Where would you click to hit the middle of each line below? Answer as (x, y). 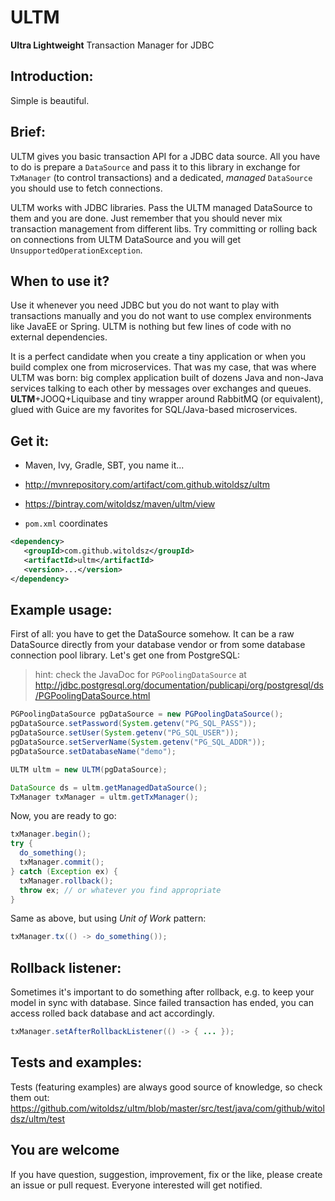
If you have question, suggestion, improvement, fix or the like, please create (166, 1174)
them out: (30, 1097)
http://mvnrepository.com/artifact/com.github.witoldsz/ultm (147, 485)
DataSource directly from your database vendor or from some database (158, 645)
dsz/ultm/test (38, 1118)
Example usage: (61, 609)
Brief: (28, 132)
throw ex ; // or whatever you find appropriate (120, 890)
